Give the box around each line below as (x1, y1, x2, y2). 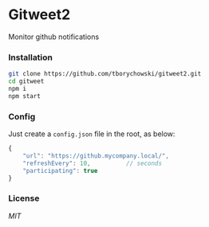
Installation (8, 52, 53, 63)
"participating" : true (22, 166, 98, 174)
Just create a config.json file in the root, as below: (8, 129, 175, 139)
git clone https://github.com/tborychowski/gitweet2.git (8, 70, 202, 78)
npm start (8, 92, 41, 100)
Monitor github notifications (8, 32, 100, 41)
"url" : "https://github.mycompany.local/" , (22, 151, 170, 160)
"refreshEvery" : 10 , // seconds (22, 159, 162, 167)
